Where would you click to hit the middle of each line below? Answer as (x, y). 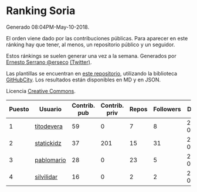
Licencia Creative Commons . (41, 91)
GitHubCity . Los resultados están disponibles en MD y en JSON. (84, 80)
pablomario (50, 160)
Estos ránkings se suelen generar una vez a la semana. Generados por (91, 56)
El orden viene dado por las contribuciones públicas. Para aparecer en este (97, 38)
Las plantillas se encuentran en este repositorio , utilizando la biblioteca (92, 73)
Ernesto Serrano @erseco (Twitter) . (49, 62)
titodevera (49, 126)
